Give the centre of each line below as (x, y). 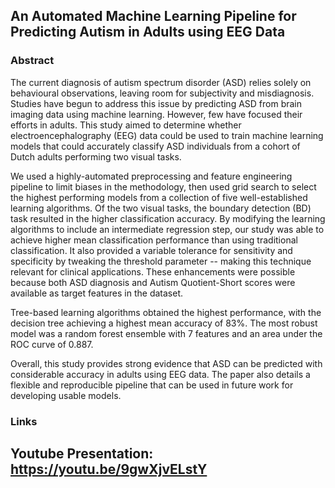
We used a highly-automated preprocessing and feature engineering (151, 176)
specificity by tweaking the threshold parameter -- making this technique (161, 261)
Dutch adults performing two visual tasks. (96, 156)
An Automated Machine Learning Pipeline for (153, 16)
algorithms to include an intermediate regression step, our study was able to (167, 229)
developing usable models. (66, 395)
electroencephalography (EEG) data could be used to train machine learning (167, 135)
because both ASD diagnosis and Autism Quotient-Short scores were (153, 282)
